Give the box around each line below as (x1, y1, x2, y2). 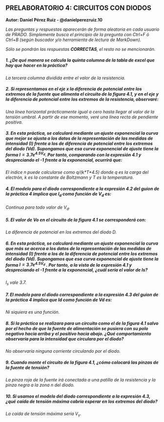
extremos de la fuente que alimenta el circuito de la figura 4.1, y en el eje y (5, 91, 159, 97)
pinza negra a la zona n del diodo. (5, 382, 75, 388)
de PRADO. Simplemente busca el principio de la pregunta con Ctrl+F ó (5, 31, 149, 37)
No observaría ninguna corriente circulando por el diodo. (5, 348, 121, 354)
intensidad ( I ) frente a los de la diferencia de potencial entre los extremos (5, 251, 158, 256)
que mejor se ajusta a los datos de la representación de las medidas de (5, 135, 153, 141)
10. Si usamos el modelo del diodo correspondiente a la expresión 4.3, (5, 393, 151, 399)
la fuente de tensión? (5, 364, 50, 370)
